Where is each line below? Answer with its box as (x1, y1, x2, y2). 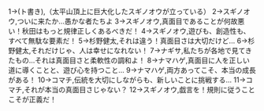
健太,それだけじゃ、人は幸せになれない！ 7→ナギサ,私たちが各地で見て (14, 46, 246, 55)
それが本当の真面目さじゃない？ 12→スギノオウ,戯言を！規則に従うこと (24, 85, 256, 94)
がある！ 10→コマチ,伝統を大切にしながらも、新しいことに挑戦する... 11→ (8, 75, 247, 84)
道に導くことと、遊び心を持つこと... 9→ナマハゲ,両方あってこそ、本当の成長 (8, 66, 256, 74)
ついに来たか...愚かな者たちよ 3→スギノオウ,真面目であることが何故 (17, 16, 238, 26)
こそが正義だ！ (8, 95, 57, 104)
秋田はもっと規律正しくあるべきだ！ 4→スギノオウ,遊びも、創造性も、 (21, 27, 251, 35)
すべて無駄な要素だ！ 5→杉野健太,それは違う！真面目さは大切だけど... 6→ (8, 36, 248, 45)
